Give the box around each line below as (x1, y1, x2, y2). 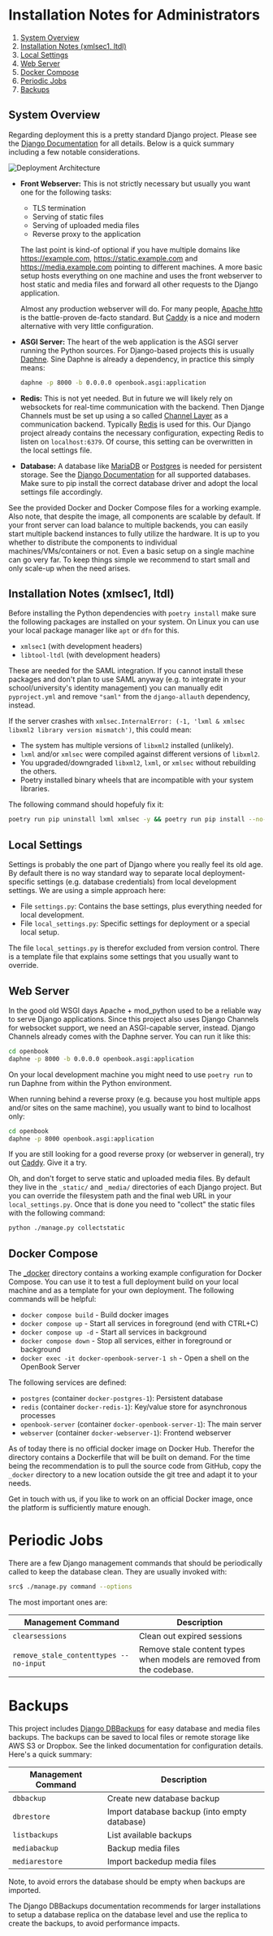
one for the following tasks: (19, 187, 112, 197)
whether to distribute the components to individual (8, 537, 177, 547)
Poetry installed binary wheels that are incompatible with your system (19, 775, 254, 785)
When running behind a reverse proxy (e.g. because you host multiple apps (8, 1093, 261, 1104)
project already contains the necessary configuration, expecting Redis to (19, 427, 264, 437)
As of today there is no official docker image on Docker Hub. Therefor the (8, 1443, 255, 1454)
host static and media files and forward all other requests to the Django (19, 279, 258, 289)
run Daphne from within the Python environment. (8, 1078, 172, 1088)
